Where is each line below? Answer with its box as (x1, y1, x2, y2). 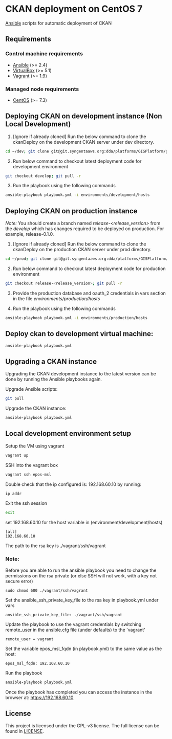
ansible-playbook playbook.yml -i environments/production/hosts (5, 315, 147, 320)
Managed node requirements (5, 85, 79, 93)
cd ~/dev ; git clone (5, 149, 50, 154)
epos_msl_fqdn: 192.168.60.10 (5, 661, 70, 666)
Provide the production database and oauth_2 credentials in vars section (12, 290, 166, 296)
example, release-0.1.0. (5, 231, 54, 237)
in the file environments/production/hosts (12, 295, 100, 302)
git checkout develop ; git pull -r (5, 173, 81, 178)
